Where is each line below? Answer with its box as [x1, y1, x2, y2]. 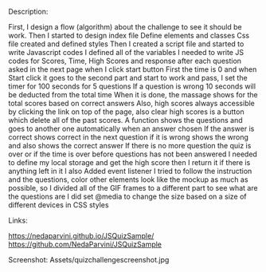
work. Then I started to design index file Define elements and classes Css [8, 31, 249, 40]
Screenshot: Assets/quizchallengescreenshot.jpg [8, 255, 170, 264]
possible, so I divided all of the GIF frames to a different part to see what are [8, 183, 258, 192]
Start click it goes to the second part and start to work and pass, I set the [8, 73, 248, 82]
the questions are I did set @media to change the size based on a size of [8, 191, 247, 201]
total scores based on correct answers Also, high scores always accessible [8, 99, 255, 108]
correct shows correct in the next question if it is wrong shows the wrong [8, 132, 248, 142]
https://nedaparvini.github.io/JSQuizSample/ [8, 231, 155, 240]
